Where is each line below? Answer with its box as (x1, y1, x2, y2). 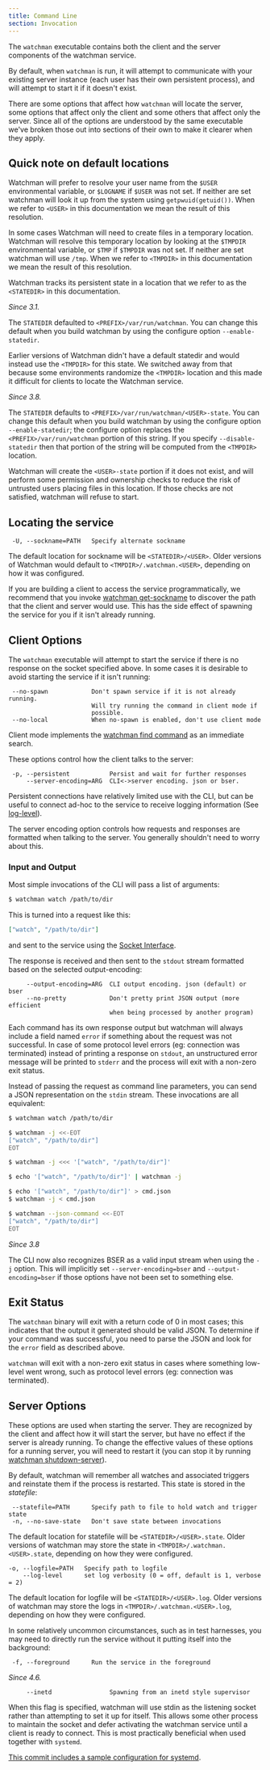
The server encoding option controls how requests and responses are (8, 824, 240, 834)
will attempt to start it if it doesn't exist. (8, 82, 138, 93)
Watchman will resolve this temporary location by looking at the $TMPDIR (8, 236, 247, 247)
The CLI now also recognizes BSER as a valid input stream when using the (8, 1255, 255, 1265)
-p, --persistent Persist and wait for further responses (11, 770, 247, 778)
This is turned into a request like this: (8, 910, 131, 920)
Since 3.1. (8, 302, 40, 312)
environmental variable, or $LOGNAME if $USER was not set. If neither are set (8, 187, 251, 196)
